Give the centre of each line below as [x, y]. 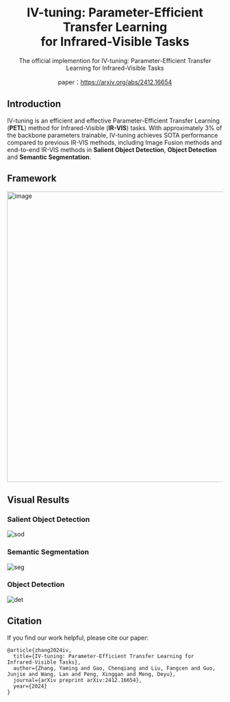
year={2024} [30, 686]
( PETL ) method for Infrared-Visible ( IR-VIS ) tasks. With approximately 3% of [115, 127]
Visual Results [38, 500]
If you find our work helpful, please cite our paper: [78, 638]
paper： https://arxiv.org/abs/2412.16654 [115, 82]
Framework [32, 178]
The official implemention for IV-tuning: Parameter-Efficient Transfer [115, 60]
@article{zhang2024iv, [39, 650]
